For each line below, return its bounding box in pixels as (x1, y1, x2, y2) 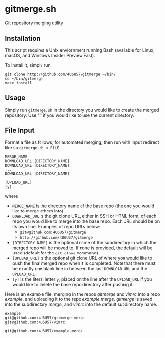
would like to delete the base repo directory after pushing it (12, 282, 133, 288)
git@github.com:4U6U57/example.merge (5, 329, 83, 334)
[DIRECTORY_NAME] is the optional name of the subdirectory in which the (12, 240, 157, 246)
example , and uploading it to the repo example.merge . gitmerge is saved (5, 296, 153, 302)
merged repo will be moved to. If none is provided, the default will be (12, 245, 153, 251)
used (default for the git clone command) (12, 250, 99, 256)
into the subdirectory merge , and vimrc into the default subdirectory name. (5, 301, 157, 307)
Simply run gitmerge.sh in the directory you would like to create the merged (5, 107, 159, 113)
